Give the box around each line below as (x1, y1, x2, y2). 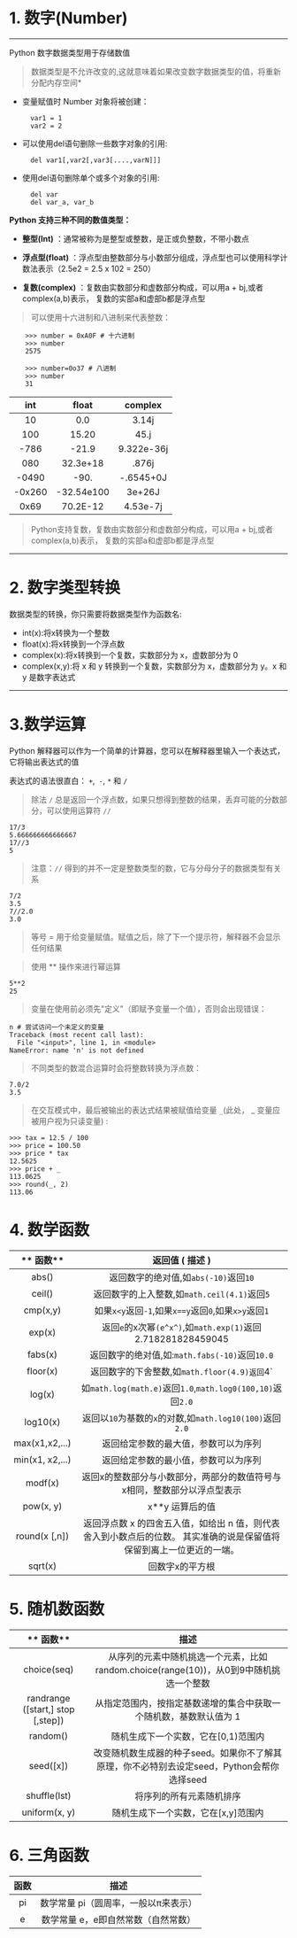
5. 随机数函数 (9, 1599, 104, 1619)
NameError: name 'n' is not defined (9, 1046, 144, 1055)
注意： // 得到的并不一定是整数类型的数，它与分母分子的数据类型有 (30, 863, 274, 873)
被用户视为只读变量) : (30, 1115, 109, 1126)
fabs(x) (27, 1348, 58, 1360)
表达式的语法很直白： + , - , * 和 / (9, 775, 128, 786)
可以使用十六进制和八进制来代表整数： (30, 312, 171, 322)
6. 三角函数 (9, 1845, 90, 1865)
